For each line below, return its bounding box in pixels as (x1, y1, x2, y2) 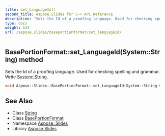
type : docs (5, 21, 27, 26)
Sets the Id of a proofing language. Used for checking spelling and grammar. (5, 68, 160, 74)
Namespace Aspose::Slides (12, 120, 68, 126)
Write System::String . (5, 74, 48, 80)
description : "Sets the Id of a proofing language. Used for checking (5, 16, 153, 21)
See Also (5, 97, 33, 105)
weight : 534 (5, 25, 29, 30)
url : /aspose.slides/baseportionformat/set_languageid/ (5, 30, 122, 35)
